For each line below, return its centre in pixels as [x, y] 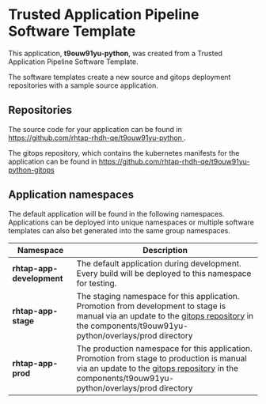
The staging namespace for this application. [158, 296]
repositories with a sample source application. [83, 85]
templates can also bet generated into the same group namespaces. [120, 230]
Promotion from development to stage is [151, 306]
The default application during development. [159, 263]
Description [165, 250]
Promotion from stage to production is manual [161, 358]
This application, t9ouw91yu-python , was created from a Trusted [116, 53]
